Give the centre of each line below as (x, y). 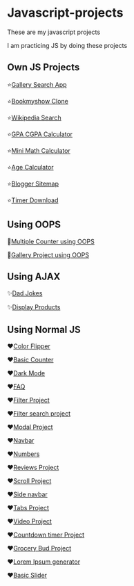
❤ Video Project (29, 521)
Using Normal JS (44, 329)
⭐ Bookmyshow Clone (38, 101)
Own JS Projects (44, 67)
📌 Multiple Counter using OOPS (51, 241)
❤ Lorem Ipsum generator (44, 562)
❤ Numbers (23, 454)
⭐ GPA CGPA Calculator (40, 134)
